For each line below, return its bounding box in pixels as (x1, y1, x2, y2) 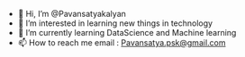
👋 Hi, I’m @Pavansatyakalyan (17, 9, 126, 19)
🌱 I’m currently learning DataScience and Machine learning (17, 28, 237, 37)
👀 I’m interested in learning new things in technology (17, 18, 213, 28)
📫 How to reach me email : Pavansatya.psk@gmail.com (17, 37, 226, 48)
